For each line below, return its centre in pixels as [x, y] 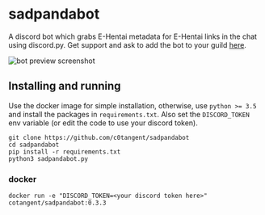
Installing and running [65, 86]
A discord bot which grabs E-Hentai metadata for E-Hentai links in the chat [132, 36]
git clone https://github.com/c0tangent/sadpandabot [99, 137]
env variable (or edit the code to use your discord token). [103, 123]
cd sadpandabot [34, 145]
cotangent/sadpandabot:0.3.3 [57, 203]
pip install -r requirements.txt [65, 152]
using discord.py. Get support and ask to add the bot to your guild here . [127, 44]
